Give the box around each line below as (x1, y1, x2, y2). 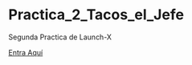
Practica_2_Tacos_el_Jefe (8, 6, 185, 24)
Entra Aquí (8, 47, 43, 57)
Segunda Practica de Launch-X (8, 32, 112, 42)
